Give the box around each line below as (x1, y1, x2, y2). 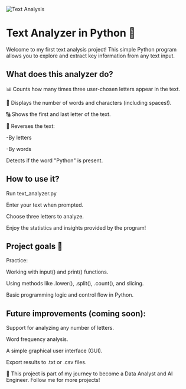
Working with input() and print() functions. (6, 268, 109, 275)
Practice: (6, 257, 28, 264)
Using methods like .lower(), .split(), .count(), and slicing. (6, 280, 144, 287)
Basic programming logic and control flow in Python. (6, 291, 134, 298)
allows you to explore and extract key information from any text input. (6, 52, 175, 59)
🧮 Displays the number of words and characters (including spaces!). (6, 99, 172, 106)
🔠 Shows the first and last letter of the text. (6, 110, 111, 118)
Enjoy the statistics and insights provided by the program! (6, 224, 146, 231)
